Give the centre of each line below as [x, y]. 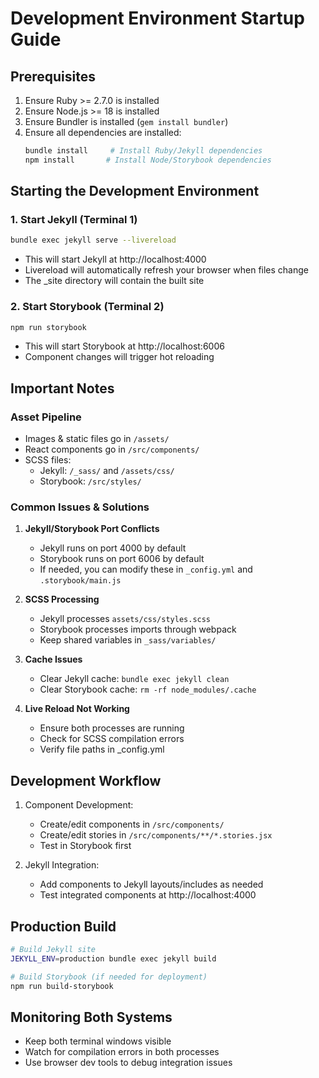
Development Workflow [86, 780]
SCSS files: [48, 460]
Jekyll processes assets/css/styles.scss [125, 619]
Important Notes [62, 388]
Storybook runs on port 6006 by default [122, 559]
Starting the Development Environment [135, 191]
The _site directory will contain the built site [114, 281]
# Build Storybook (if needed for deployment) [109, 977]
